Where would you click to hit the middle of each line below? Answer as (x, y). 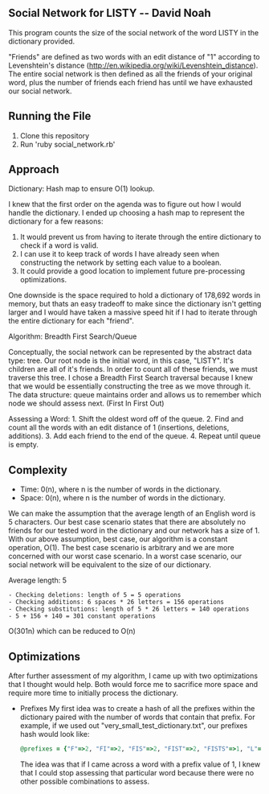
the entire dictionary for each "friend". (71, 321)
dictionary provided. (42, 41)
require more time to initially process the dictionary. (94, 693)
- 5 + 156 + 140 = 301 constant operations (82, 616)
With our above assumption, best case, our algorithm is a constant (118, 539)
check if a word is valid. (59, 245)
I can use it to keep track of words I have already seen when (120, 254)
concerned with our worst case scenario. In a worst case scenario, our (125, 556)
